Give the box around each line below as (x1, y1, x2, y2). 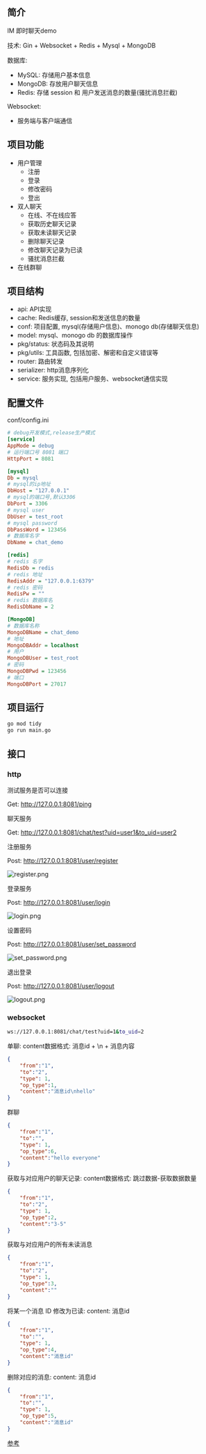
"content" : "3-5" (19, 1220, 67, 1227)
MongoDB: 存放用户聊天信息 (17, 79, 98, 88)
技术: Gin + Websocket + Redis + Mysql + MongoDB (7, 41, 156, 49)
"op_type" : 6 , (19, 1148, 58, 1155)
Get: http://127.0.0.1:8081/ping (7, 800, 92, 808)
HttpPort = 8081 (7, 455, 54, 462)
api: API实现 (17, 305, 52, 313)
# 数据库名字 (7, 532, 40, 539)
